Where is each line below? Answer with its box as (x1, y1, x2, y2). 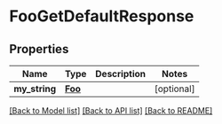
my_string (13, 82, 57, 95)
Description (95, 68, 147, 80)
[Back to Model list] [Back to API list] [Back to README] (9, 105, 213, 116)
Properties (9, 42, 69, 57)
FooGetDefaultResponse (9, 6, 194, 27)
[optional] (154, 82, 195, 95)
